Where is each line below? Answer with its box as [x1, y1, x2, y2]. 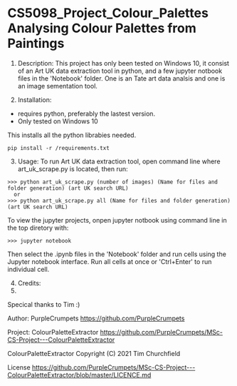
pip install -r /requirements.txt [7, 144, 110, 151]
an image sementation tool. [17, 81, 98, 90]
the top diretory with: [7, 223, 69, 232]
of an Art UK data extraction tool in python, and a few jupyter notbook [17, 66, 223, 75]
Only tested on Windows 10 [17, 116, 98, 126]
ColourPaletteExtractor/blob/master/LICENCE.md [7, 370, 152, 379]
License [7, 362, 31, 372]
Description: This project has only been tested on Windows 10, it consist [17, 59, 230, 67]
